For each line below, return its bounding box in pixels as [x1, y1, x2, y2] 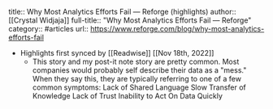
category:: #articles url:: [8, 24, 89, 33]
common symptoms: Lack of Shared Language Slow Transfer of [32, 82, 246, 92]
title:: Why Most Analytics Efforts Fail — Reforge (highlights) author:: [8, 7, 237, 16]
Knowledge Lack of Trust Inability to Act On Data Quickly [32, 91, 223, 100]
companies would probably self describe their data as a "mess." [32, 65, 247, 75]
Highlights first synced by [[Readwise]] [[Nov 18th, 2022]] [19, 48, 214, 57]
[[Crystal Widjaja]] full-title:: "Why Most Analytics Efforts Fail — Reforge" [8, 15, 252, 25]
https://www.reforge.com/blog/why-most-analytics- [90, 24, 265, 33]
